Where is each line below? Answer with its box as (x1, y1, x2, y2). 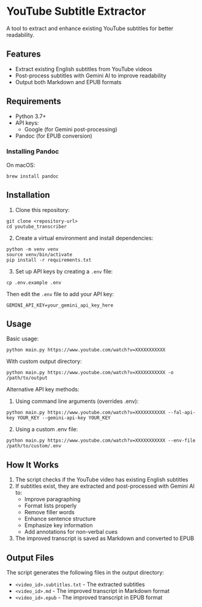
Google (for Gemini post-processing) (24, 125, 118, 133)
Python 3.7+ (15, 112, 47, 120)
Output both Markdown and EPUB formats (15, 78, 122, 85)
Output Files (6, 552, 54, 563)
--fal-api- (168, 410, 196, 416)
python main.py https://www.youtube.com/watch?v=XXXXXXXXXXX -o (6, 370, 174, 376)
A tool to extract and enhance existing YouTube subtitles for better (6, 25, 174, 32)
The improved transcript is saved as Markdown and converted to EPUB (15, 535, 195, 542)
